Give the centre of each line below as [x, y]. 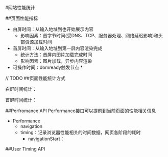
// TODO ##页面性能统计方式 [35, 78]
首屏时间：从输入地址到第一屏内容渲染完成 [57, 48]
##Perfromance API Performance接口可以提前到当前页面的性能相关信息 [81, 111]
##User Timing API [25, 149]
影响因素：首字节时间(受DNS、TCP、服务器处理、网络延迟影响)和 [89, 35]
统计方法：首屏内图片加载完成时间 [56, 55]
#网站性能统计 [20, 7]
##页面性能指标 [22, 18]
